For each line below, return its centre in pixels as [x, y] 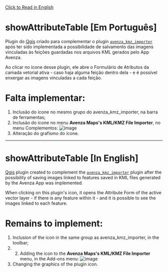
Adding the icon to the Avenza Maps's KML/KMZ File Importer [85, 253]
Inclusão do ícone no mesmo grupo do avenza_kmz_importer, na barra [85, 112]
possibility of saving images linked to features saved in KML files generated [83, 177]
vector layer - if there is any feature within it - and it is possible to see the [80, 198]
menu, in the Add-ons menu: [49, 258]
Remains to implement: [54, 223]
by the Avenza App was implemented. [44, 183]
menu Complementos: [35, 128]
